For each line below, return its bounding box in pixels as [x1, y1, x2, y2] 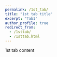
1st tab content [5, 47, 35, 53]
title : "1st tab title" [5, 12, 53, 16]
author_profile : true [5, 20, 49, 26]
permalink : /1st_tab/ [5, 7, 49, 12]
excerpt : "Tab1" [5, 16, 38, 21]
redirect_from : [5, 25, 36, 30]
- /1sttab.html [9, 34, 40, 39]
